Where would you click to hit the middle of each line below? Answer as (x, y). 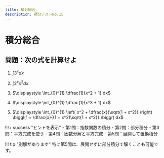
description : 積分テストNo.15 (34, 14)
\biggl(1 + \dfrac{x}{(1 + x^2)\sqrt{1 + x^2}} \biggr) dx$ (68, 117)
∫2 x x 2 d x (20, 83)
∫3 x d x (18, 73)
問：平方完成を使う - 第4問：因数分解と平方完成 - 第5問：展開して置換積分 (82, 133)
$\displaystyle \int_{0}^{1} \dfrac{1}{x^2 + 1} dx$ (61, 93)
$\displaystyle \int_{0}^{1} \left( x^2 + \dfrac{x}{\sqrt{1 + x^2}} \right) (82, 112)
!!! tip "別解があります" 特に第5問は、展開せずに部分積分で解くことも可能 (80, 144)
